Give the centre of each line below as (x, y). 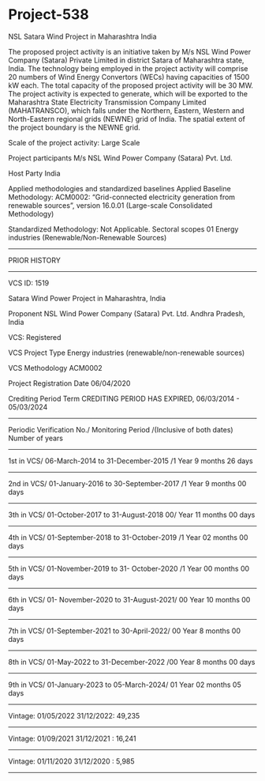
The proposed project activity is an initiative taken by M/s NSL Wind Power (129, 51)
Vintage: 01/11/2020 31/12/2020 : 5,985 (72, 761)
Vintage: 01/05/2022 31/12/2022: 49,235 (74, 715)
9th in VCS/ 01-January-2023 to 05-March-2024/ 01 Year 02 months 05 (125, 685)
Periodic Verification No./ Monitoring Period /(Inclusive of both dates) (121, 429)
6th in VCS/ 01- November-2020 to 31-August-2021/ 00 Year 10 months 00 (129, 599)
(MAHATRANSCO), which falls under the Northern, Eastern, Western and (126, 110)
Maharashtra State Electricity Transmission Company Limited (107, 102)
